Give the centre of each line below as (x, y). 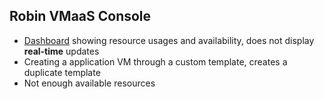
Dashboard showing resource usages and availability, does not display (169, 40)
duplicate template (62, 72)
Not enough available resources (89, 83)
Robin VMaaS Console (80, 16)
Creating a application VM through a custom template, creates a (155, 61)
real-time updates (61, 51)
